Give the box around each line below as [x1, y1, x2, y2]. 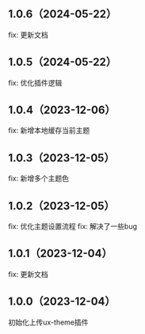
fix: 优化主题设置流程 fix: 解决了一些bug [8, 222, 137, 231]
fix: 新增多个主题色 [8, 173, 70, 184]
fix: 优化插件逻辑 [8, 78, 63, 87]
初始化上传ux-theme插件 [8, 317, 89, 327]
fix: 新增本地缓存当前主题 [8, 126, 90, 135]
